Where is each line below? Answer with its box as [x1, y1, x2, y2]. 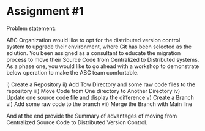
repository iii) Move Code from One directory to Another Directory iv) [6, 87, 181, 94]
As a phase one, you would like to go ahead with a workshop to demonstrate [6, 62, 199, 70]
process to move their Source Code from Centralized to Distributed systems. [6, 56, 199, 63]
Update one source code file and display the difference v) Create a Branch [6, 94, 195, 101]
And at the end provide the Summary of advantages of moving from [6, 112, 177, 119]
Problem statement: [6, 24, 56, 32]
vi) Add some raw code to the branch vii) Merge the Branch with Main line [6, 100, 193, 108]
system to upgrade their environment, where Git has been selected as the [6, 43, 192, 50]
